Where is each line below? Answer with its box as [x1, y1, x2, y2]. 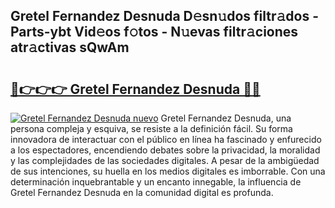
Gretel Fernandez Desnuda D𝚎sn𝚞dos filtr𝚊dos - [10, 8, 319, 25]
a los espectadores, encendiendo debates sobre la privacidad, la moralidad [10, 144, 321, 156]
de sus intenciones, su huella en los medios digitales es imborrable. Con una [10, 165, 326, 177]
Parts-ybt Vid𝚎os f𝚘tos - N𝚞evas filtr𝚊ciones [10, 24, 299, 41]
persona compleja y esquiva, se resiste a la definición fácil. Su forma [10, 123, 293, 134]
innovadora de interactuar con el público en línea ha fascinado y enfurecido [10, 134, 322, 145]
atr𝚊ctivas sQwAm [10, 39, 130, 56]
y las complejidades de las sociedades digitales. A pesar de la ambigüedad [10, 155, 320, 166]
